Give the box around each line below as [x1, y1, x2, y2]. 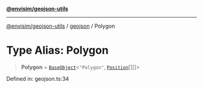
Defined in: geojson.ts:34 [6, 75, 69, 82]
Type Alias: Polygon [6, 43, 109, 57]
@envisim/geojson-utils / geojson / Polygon [6, 22, 115, 30]
